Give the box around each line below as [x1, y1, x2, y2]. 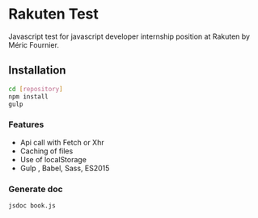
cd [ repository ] [8, 85, 63, 93]
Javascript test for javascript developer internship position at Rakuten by [8, 31, 251, 41]
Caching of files [19, 146, 74, 156]
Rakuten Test [8, 5, 99, 23]
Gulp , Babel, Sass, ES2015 [19, 163, 110, 173]
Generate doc [8, 183, 63, 195]
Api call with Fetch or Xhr [19, 137, 104, 147]
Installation [8, 64, 66, 78]
